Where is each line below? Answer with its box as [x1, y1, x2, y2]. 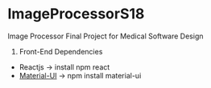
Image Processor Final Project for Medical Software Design [7, 31, 204, 41]
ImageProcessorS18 [7, 5, 145, 23]
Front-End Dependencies [19, 46, 103, 56]
